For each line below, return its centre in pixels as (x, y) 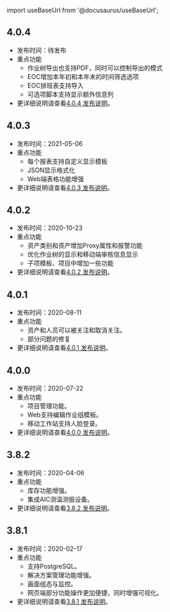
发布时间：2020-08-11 (49, 312)
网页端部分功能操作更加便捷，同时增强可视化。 (95, 592)
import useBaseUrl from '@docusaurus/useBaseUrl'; (83, 10)
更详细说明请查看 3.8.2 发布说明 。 (65, 508)
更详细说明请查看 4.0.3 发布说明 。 (65, 188)
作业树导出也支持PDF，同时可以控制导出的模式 (95, 68)
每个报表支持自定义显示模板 (67, 161)
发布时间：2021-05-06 (50, 143)
